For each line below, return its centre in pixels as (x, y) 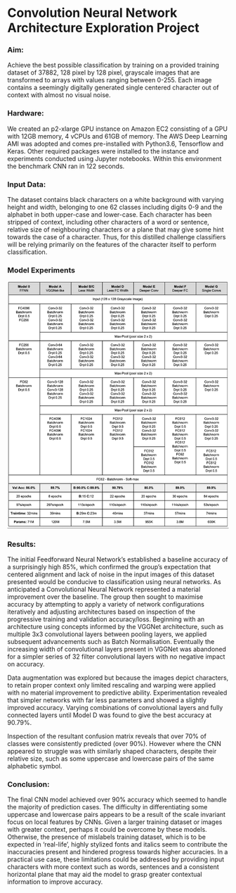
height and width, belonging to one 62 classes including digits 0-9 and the (115, 207)
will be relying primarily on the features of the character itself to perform (112, 245)
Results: (22, 544)
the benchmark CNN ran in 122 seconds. (66, 166)
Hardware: (26, 113)
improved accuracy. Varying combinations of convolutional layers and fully (115, 708)
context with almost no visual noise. (59, 95)
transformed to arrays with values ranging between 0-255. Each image (110, 80)
